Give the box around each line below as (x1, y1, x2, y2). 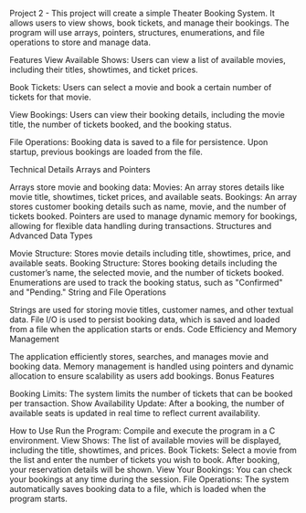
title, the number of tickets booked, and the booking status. (9, 119, 233, 130)
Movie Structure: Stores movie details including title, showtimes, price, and (9, 248, 291, 258)
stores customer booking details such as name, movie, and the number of (9, 201, 287, 212)
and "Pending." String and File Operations (9, 287, 167, 298)
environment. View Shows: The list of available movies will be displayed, (9, 435, 281, 445)
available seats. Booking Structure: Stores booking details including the (9, 257, 278, 268)
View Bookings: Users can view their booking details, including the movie (9, 110, 286, 120)
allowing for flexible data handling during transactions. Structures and (9, 221, 272, 231)
